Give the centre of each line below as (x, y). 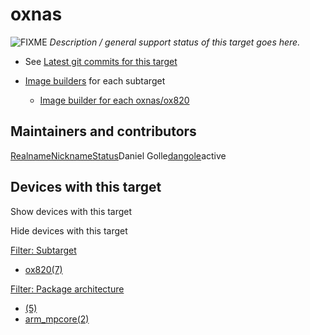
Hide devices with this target (69, 230)
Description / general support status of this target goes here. (175, 42)
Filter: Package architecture (67, 289)
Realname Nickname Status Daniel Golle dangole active (118, 155)
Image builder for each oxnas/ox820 (114, 100)
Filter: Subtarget (43, 250)
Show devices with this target (71, 211)
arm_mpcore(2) (57, 319)
